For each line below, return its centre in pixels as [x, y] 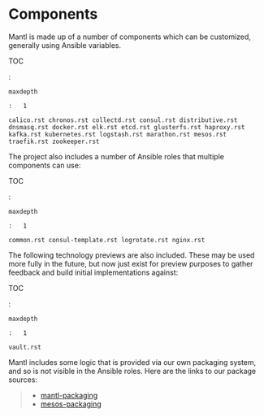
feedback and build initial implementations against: [93, 272]
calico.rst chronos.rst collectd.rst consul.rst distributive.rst [123, 120]
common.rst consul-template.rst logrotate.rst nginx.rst [107, 240]
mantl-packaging [69, 395]
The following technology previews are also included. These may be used [132, 255]
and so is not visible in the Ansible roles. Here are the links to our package [132, 371]
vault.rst [25, 347]
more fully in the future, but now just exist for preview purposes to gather [131, 263]
